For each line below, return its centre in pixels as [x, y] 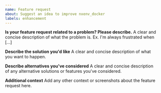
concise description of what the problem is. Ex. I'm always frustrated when [80, 37]
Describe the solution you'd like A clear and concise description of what [78, 52]
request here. [18, 86]
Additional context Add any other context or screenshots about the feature [80, 80]
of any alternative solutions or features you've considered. [64, 71]
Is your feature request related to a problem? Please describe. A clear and [80, 32]
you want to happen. [25, 57]
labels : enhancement [26, 18]
